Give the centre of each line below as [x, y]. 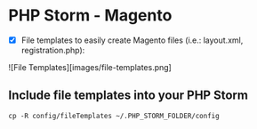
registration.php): [53, 50]
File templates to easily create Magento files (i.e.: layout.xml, [132, 40]
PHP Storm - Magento [90, 16]
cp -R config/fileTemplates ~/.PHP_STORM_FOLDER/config [114, 116]
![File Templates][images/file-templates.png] [90, 67]
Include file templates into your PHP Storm [128, 96]
